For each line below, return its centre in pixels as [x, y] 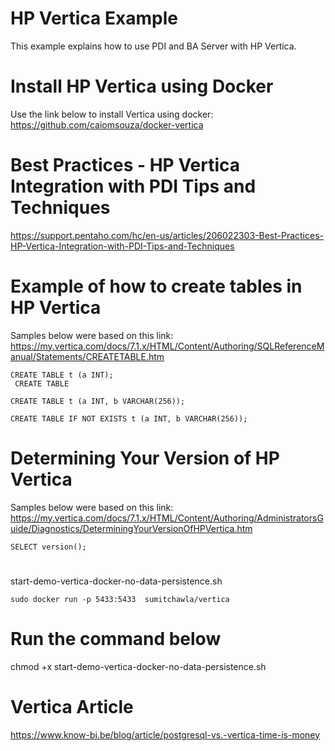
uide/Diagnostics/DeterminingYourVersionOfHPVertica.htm [131, 528]
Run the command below [116, 639]
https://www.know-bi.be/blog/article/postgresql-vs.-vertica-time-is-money [165, 734]
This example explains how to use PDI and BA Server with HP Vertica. [153, 46]
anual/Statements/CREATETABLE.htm [87, 356]
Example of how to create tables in [156, 286]
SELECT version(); [48, 547]
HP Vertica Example [94, 18]
